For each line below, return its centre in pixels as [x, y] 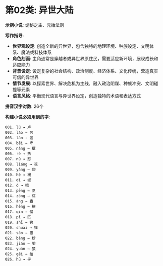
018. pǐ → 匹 [18, 217]
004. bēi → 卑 [19, 143]
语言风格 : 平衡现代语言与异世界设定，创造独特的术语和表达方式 [77, 95]
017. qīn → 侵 [19, 212]
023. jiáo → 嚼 [20, 243]
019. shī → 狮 [19, 222]
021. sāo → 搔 [19, 233]
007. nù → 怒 [18, 159]
